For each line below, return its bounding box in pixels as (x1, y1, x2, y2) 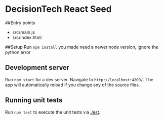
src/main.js (12, 29, 35, 35)
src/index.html (12, 34, 42, 40)
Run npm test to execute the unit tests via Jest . (5, 109, 101, 115)
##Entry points (5, 20, 36, 26)
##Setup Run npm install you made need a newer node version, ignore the (5, 44, 159, 50)
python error (5, 49, 31, 55)
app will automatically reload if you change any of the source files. (5, 82, 140, 88)
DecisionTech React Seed (5, 3, 112, 15)
